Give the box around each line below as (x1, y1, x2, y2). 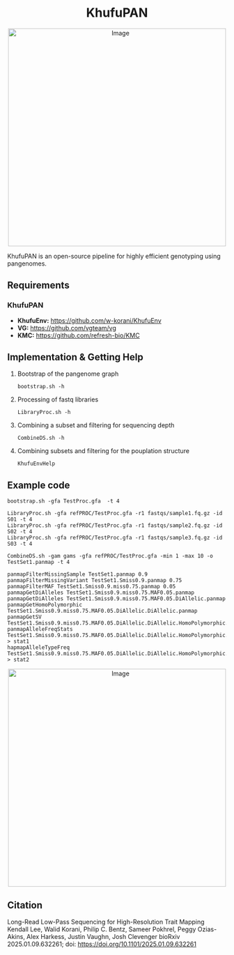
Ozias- (197, 925, 217, 933)
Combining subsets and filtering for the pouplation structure (17, 447, 190, 455)
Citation (7, 899, 43, 911)
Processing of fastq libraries (17, 395, 99, 404)
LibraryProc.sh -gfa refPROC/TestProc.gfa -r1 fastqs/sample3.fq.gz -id (7, 535, 223, 542)
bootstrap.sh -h (17, 383, 65, 390)
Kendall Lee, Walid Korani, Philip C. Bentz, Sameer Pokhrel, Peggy (7, 925, 196, 933)
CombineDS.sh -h (17, 434, 65, 442)
